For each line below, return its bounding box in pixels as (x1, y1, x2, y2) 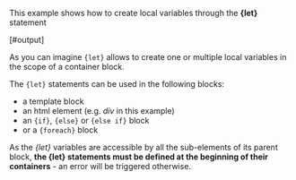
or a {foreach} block (22, 124, 99, 135)
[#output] (9, 35, 45, 45)
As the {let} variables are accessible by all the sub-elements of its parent (9, 142, 278, 152)
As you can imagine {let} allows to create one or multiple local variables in (9, 52, 287, 62)
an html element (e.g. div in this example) (22, 106, 175, 116)
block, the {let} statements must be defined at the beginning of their (9, 151, 269, 162)
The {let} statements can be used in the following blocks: (9, 79, 225, 89)
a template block (22, 96, 84, 107)
